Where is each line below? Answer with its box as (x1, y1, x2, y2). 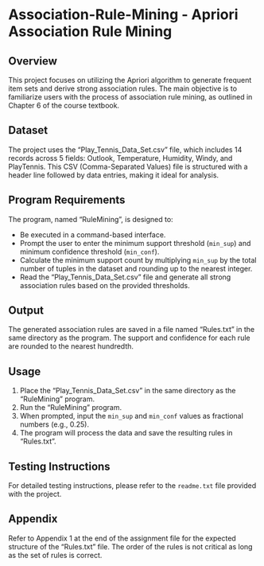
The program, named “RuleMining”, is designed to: (8, 214, 173, 224)
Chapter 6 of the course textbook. (8, 101, 120, 110)
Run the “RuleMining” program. (19, 403, 122, 412)
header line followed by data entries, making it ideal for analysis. (8, 170, 219, 180)
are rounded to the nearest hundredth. (8, 342, 134, 351)
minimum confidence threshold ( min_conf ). (19, 247, 160, 256)
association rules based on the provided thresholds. (19, 280, 191, 290)
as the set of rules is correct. (8, 550, 103, 560)
